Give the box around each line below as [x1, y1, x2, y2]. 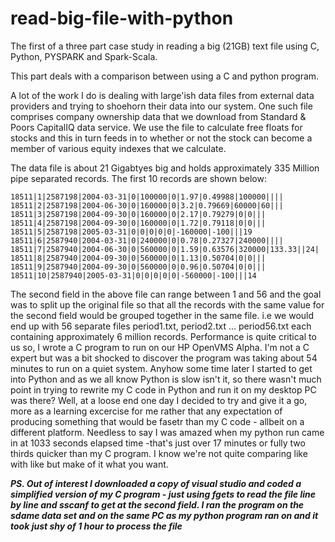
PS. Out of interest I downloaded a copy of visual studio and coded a [10, 477, 302, 489]
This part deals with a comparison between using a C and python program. [10, 70, 320, 82]
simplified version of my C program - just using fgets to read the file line [10, 488, 316, 500]
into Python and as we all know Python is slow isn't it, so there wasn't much [10, 373, 322, 385]
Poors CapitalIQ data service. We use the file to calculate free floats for [10, 121, 303, 133]
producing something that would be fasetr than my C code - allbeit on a [10, 415, 305, 427]
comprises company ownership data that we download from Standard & [10, 110, 307, 122]
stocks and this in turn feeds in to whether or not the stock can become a [10, 132, 313, 144]
